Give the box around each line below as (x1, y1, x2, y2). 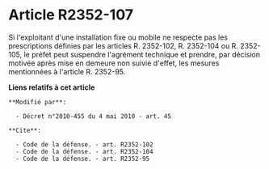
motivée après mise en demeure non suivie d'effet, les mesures (8, 58, 220, 68)
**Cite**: (8, 126, 42, 134)
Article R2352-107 (8, 6, 134, 24)
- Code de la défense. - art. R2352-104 (15, 147, 153, 155)
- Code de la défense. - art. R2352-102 (15, 140, 153, 149)
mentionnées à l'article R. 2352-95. (8, 66, 126, 76)
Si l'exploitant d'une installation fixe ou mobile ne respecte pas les (8, 32, 229, 42)
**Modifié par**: (8, 98, 67, 106)
